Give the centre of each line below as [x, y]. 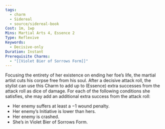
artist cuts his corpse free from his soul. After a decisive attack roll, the [78, 80]
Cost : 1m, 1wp [20, 28]
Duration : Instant [24, 51]
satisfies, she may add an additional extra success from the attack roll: [78, 96]
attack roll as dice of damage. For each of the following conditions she [78, 91]
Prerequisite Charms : [28, 56]
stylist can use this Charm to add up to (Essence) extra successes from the [82, 86]
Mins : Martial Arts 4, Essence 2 [40, 33]
